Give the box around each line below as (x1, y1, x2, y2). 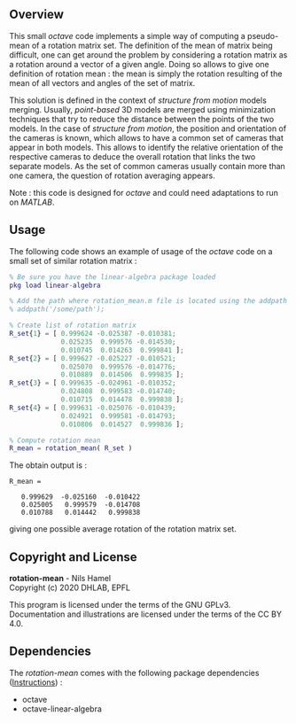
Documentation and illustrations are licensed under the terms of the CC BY (9, 609, 282, 619)
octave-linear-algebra (21, 704, 102, 714)
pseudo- (246, 30, 279, 41)
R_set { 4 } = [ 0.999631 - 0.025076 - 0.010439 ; (9, 403, 176, 412)
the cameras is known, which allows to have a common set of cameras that (9, 132, 284, 143)
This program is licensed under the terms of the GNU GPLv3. (9, 600, 231, 610)
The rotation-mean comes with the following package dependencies (9, 667, 260, 678)
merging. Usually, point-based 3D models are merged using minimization (9, 104, 277, 114)
